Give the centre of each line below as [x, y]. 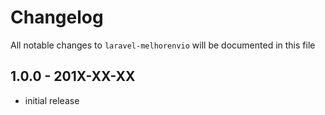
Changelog [57, 17]
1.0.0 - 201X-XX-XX [73, 76]
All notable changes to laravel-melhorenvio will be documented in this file [163, 45]
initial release [52, 100]
